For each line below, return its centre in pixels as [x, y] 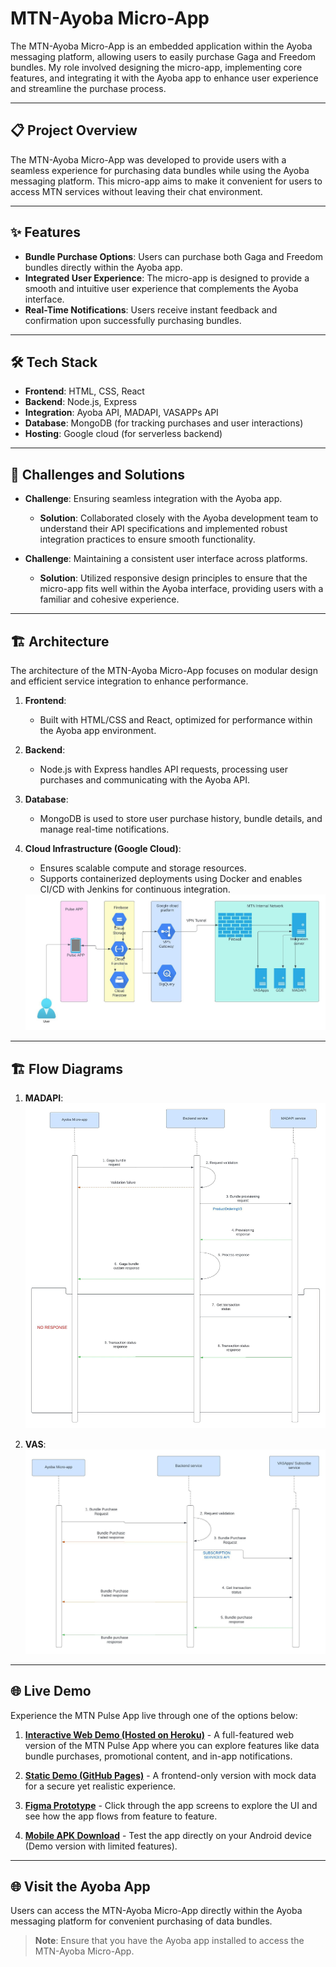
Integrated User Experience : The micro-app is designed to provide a [167, 278]
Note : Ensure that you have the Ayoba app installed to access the [169, 1941]
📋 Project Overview [74, 130]
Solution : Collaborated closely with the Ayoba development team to [179, 518]
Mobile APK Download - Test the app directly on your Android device [168, 1835]
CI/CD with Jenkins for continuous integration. [135, 889]
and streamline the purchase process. [88, 88]
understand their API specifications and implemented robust [163, 529]
